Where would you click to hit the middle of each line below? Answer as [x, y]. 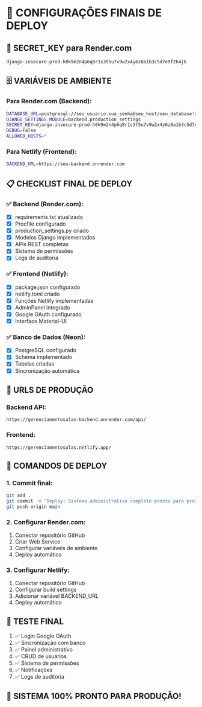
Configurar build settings [46, 590]
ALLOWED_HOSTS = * [26, 136]
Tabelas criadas [35, 364]
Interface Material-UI [41, 321]
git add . [19, 496]
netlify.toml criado [37, 294]
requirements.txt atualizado [49, 217]
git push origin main [33, 507]
